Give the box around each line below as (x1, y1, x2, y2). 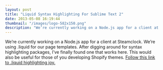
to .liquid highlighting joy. (5, 60, 56, 66)
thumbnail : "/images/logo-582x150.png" (5, 21, 87, 26)
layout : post (5, 7, 32, 12)
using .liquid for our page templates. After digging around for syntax (5, 44, 142, 50)
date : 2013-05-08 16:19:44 (5, 16, 60, 21)
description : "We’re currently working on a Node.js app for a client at (5, 25, 159, 30)
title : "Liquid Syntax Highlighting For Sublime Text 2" (5, 12, 124, 17)
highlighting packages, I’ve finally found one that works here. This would (5, 49, 152, 55)
